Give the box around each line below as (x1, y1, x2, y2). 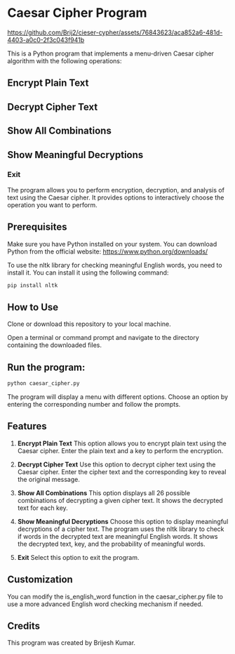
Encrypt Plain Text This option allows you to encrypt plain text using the (17, 439, 227, 447)
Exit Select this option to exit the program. (17, 553, 140, 561)
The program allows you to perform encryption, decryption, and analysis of (7, 185, 224, 194)
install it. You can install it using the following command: (7, 268, 169, 277)
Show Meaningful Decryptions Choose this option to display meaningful (17, 517, 229, 525)
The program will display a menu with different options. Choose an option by (7, 392, 229, 401)
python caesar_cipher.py (7, 380, 80, 387)
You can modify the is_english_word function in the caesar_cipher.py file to (7, 592, 223, 601)
